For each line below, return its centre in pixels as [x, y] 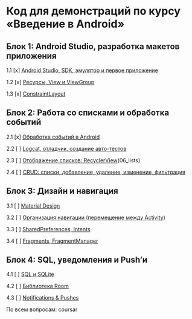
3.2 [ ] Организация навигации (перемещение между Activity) [86, 217]
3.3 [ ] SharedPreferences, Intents [48, 229]
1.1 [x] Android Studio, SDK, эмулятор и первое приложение [82, 70]
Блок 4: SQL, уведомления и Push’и [77, 260]
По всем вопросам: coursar [42, 309]
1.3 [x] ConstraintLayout [36, 94]
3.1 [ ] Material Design [33, 206]
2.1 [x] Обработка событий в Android [53, 137]
